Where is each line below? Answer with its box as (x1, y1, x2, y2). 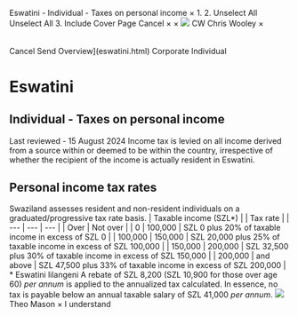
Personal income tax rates (9, 180, 157, 194)
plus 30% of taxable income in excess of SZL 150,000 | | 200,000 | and (9, 250, 270, 261)
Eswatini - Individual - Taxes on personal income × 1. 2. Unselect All (9, 8, 258, 18)
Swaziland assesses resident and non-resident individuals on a (9, 203, 240, 214)
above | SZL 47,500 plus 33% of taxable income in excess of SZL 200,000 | (9, 260, 286, 271)
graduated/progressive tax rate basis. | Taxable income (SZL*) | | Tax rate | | (9, 213, 290, 224)
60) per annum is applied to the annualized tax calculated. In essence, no (9, 279, 278, 289)
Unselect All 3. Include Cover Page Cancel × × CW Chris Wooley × (9, 18, 264, 28)
